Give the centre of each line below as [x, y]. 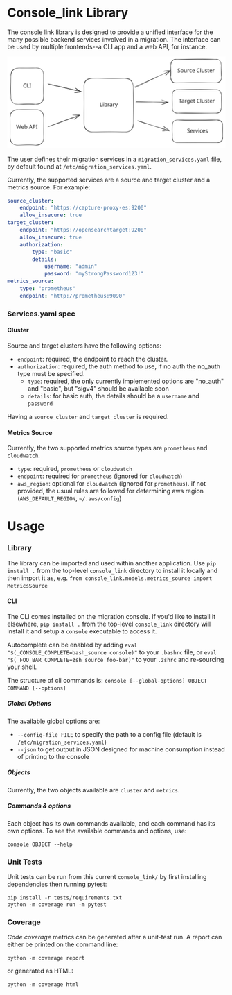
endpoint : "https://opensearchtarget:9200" [83, 230]
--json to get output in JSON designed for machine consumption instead [121, 749]
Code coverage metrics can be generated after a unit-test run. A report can [115, 937]
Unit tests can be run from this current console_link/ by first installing [107, 877]
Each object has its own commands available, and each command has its [111, 823]
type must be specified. [51, 373]
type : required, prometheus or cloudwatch [75, 469]
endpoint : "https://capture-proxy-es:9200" [83, 208]
